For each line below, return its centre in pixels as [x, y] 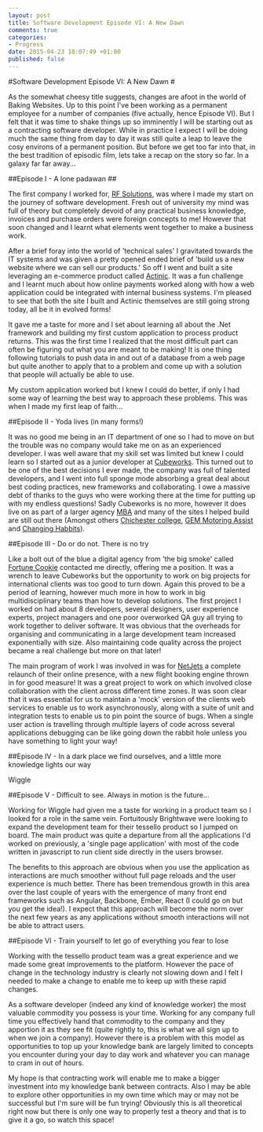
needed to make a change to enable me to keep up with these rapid [117, 980]
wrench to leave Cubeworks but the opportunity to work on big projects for [130, 575]
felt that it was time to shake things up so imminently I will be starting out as [131, 122]
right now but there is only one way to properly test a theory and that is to [127, 1111]
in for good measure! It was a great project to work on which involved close [130, 682]
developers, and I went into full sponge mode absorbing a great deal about [129, 478]
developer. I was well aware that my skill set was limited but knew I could [126, 453]
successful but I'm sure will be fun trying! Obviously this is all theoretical [125, 1103]
